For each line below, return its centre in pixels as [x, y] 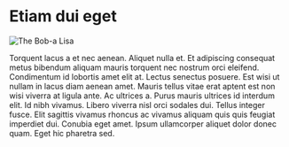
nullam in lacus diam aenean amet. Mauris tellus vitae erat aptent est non [142, 86]
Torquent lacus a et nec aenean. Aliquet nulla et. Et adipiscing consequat [142, 58]
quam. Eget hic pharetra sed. [62, 133]
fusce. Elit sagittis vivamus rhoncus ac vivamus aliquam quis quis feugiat [142, 114]
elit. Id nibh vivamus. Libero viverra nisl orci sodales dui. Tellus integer [137, 104]
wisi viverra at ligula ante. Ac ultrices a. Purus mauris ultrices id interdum [142, 96]
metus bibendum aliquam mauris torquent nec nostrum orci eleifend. [134, 67]
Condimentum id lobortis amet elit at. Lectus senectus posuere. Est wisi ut [144, 76]
